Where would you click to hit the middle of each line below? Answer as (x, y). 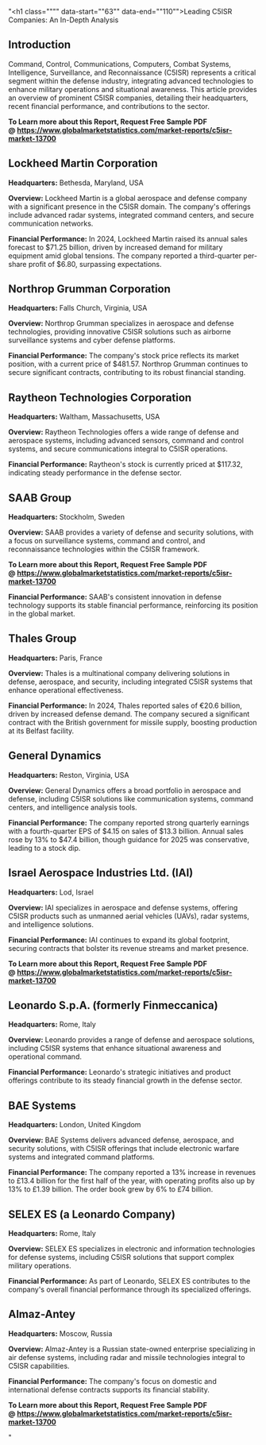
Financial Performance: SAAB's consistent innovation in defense (115, 597)
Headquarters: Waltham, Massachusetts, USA (84, 417)
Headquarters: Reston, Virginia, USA (69, 775)
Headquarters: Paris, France (56, 658)
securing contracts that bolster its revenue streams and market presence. (128, 948)
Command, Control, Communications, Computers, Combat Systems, (120, 64)
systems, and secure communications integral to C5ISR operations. (118, 449)
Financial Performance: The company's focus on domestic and (112, 1381)
